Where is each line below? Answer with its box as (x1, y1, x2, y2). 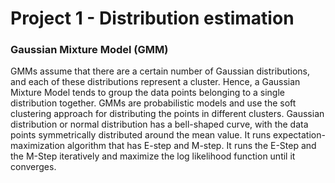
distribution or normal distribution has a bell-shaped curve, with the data (10, 118, 309, 131)
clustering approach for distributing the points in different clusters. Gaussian (10, 108, 325, 120)
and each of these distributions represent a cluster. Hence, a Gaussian (10, 76, 301, 88)
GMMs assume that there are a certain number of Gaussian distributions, (10, 65, 311, 77)
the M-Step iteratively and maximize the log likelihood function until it (10, 150, 296, 162)
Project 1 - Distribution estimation (10, 7, 295, 30)
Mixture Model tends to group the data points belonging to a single (10, 87, 285, 99)
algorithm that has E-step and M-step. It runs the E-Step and (66, 140, 317, 152)
